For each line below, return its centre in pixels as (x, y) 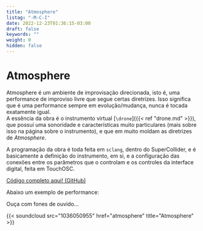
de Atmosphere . (26, 138)
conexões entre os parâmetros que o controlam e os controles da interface (100, 162)
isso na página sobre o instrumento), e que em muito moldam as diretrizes (99, 131)
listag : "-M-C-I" (28, 18)
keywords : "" (23, 35)
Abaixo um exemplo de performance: (53, 192)
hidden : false (24, 46)
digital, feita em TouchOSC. (40, 169)
